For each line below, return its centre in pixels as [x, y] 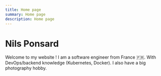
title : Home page [23, 10]
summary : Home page [25, 14]
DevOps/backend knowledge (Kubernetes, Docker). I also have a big [76, 63]
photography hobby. [26, 68]
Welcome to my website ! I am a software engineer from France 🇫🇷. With [80, 57]
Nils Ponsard [32, 43]
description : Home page [30, 19]
